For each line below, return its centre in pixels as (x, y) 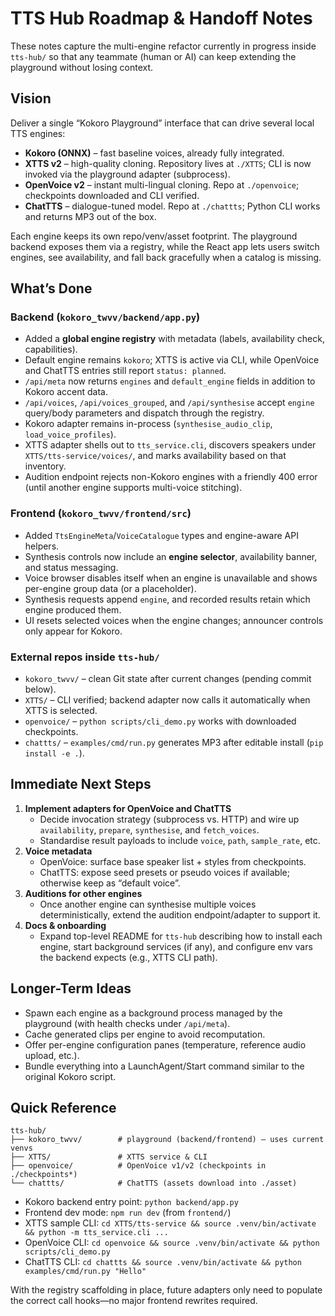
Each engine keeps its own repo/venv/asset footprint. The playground (154, 236)
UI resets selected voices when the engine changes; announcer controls (174, 620)
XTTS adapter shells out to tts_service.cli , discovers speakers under (170, 445)
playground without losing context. (82, 67)
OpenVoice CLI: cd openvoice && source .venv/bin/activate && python (172, 1243)
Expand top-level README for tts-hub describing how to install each (181, 936)
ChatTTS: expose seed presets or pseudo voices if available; (164, 872)
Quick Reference (63, 1108)
